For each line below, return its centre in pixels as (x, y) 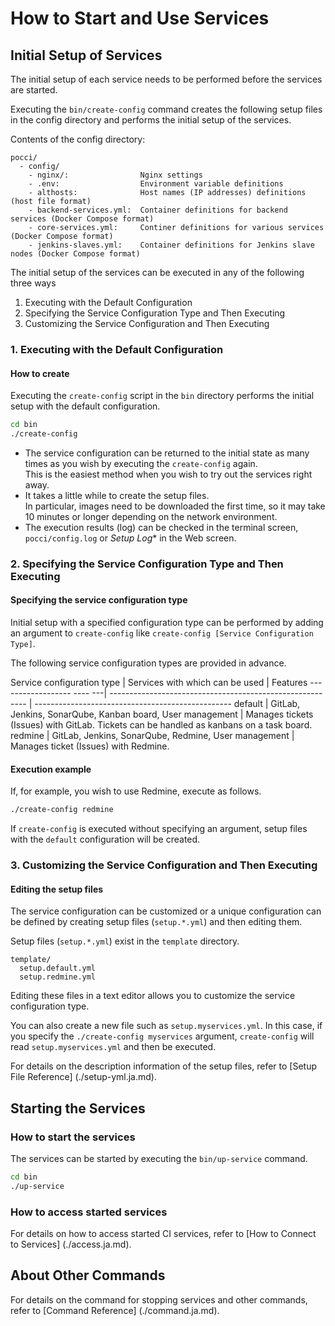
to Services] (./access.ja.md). (71, 1244)
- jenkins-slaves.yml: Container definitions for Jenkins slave (171, 245)
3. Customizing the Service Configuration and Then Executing (164, 865)
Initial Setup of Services (86, 55)
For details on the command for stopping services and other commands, (159, 1299)
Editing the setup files (57, 889)
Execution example (51, 769)
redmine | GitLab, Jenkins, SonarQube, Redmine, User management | (152, 735)
